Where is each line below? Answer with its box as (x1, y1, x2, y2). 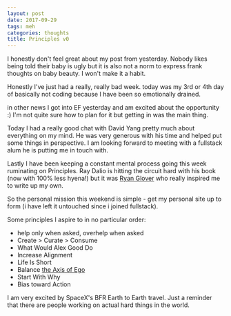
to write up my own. (7, 181, 64, 190)
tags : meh (7, 23, 36, 30)
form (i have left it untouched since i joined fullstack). (7, 202, 159, 210)
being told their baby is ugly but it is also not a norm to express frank (7, 62, 203, 70)
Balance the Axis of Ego (17, 266, 86, 274)
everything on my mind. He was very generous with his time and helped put (7, 132, 222, 140)
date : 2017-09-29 (7, 17, 57, 23)
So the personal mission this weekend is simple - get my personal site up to (7, 195, 222, 204)
